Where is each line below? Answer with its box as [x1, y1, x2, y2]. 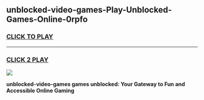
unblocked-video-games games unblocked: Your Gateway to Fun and [6, 80, 185, 87]
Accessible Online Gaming [6, 87, 75, 94]
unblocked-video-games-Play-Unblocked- [6, 5, 172, 15]
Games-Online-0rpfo [6, 15, 88, 25]
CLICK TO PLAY [6, 33, 53, 41]
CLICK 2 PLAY [6, 55, 49, 64]
